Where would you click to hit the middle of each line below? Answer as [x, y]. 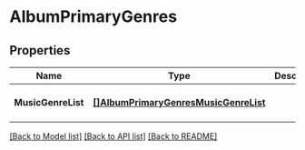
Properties [40, 50]
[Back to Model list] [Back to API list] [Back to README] [113, 136]
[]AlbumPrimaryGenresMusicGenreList [179, 102]
